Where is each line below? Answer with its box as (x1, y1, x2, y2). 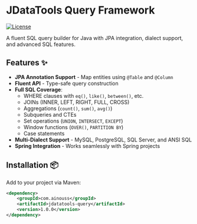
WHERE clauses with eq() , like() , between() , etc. (23, 92, 144, 99)
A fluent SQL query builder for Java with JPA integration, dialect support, (6, 34, 183, 41)
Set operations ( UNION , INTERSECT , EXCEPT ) (23, 117, 123, 124)
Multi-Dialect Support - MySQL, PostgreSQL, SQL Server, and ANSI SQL (14, 136, 192, 143)
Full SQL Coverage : (14, 86, 63, 93)
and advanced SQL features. (6, 41, 75, 48)
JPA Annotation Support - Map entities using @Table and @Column (14, 73, 173, 80)
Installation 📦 (6, 160, 59, 170)
